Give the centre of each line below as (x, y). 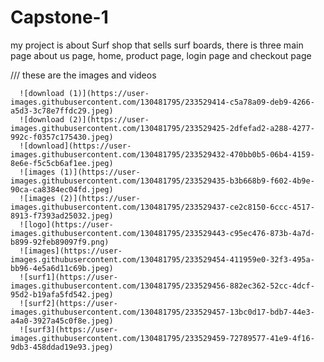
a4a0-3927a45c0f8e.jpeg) (62, 321)
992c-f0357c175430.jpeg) (62, 137)
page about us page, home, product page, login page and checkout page (161, 55)
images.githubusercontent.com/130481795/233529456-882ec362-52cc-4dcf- (162, 286)
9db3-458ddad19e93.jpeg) (62, 347)
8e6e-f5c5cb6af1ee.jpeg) (62, 163)
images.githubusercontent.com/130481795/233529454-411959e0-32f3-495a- (162, 259)
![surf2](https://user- (68, 303)
